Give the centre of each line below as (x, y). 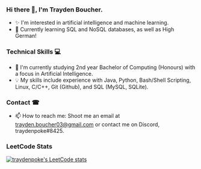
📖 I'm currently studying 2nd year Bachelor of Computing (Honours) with (105, 67)
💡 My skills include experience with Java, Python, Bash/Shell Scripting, (103, 80)
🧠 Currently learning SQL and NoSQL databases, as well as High (94, 29)
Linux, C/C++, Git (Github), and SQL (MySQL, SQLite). (82, 87)
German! (26, 36)
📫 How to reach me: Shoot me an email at (67, 115)
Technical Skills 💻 (34, 52)
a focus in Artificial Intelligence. (54, 73)
